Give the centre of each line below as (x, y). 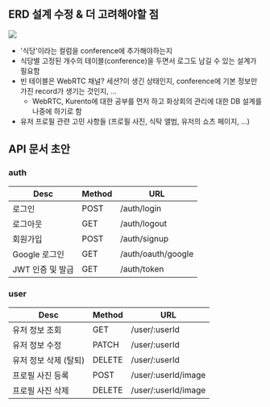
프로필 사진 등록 (41, 376)
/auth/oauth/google (157, 254)
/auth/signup (144, 238)
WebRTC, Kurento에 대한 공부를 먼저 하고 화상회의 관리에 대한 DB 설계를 (147, 101)
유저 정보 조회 (37, 329)
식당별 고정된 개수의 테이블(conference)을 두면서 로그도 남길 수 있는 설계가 (138, 61)
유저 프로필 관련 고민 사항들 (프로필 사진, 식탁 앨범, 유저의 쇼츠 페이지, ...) (135, 121)
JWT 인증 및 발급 (43, 269)
